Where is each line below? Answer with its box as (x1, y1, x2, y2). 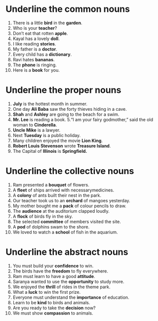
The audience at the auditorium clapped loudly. (12, 208, 110, 214)
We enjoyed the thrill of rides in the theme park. (12, 283, 111, 290)
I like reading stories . (12, 41, 56, 46)
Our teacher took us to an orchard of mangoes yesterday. (12, 197, 130, 203)
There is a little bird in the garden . (12, 20, 82, 26)
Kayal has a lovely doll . (12, 36, 60, 42)
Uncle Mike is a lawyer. (12, 127, 61, 133)
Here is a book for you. (12, 67, 60, 73)
